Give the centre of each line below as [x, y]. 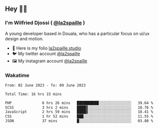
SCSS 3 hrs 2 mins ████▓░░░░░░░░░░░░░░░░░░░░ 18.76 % [79, 108]
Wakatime [17, 75]
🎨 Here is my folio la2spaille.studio [47, 48]
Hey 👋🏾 [16, 9]
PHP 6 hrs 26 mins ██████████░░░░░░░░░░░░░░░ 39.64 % [79, 103]
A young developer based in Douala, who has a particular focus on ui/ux [77, 33]
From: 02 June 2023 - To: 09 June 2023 [45, 85]
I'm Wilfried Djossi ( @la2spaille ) [45, 23]
